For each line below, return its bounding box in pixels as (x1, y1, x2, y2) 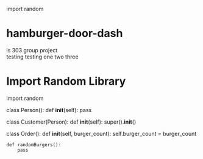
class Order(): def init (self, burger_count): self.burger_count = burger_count (6, 130, 197, 137)
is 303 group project (6, 46, 58, 54)
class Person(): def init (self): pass (6, 106, 92, 113)
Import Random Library (6, 74, 126, 88)
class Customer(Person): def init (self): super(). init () (6, 118, 137, 125)
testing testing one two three (6, 53, 79, 60)
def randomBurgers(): (6, 141, 62, 148)
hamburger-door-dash (6, 27, 123, 40)
